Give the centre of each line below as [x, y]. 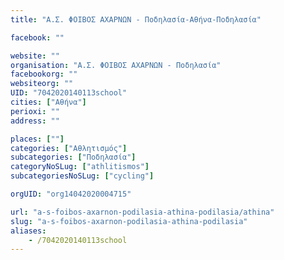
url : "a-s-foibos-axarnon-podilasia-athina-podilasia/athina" [142, 212]
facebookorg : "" [44, 74]
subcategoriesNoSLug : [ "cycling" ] [82, 176]
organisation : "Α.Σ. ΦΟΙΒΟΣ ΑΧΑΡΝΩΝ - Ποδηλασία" [116, 65]
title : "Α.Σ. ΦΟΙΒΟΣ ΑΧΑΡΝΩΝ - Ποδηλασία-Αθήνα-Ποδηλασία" [136, 19]
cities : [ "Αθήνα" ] [48, 102]
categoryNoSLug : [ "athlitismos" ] [80, 167]
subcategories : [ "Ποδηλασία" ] [73, 157]
